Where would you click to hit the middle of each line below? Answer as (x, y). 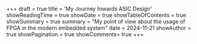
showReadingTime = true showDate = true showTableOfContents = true (96, 15)
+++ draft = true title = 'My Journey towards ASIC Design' (79, 9)
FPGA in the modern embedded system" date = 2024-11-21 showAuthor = (99, 28)
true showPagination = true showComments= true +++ (75, 34)
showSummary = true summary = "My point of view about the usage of (96, 21)
